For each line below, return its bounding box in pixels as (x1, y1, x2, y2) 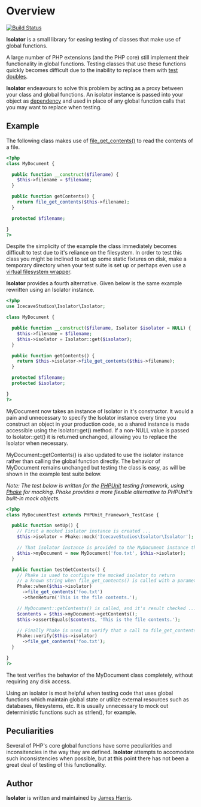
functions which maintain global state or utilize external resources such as (6, 695, 190, 703)
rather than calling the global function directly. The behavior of (6, 458, 160, 465)
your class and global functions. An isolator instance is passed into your (6, 91, 184, 98)
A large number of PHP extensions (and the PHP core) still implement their (6, 53, 190, 61)
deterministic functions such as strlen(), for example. (6, 709, 136, 716)
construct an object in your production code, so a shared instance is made (6, 420, 190, 428)
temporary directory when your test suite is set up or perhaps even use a (6, 262, 187, 269)
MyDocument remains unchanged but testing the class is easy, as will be (6, 464, 186, 471)
